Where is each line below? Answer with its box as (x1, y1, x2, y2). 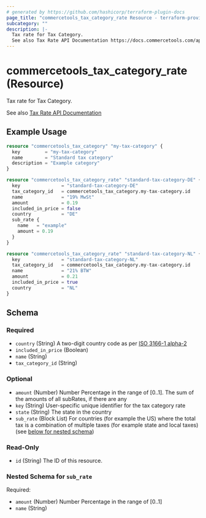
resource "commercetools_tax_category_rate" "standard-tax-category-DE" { (6, 177, 202, 183)
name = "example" (17, 223, 67, 229)
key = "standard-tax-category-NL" (12, 256, 139, 262)
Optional (6, 375, 32, 383)
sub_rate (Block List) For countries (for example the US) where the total (15, 414, 196, 422)
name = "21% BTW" (12, 268, 92, 274)
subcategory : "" (6, 20, 48, 26)
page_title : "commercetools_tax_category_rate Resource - (6, 15, 158, 21)
